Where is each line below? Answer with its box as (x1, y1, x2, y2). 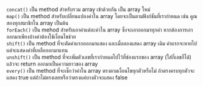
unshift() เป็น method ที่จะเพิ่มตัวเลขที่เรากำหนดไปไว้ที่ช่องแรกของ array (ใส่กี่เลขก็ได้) (6, 53, 192, 61)
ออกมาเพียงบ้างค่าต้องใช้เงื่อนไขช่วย (6, 33, 76, 40)
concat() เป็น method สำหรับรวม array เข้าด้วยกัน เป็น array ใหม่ (6, 6, 151, 13)
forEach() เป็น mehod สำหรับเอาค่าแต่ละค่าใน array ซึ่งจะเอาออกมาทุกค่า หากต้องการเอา (6, 26, 193, 33)
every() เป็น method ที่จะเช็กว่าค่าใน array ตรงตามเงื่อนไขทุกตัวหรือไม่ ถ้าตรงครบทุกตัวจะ (6, 67, 195, 74)
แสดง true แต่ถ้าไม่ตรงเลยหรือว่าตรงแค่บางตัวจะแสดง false (6, 74, 128, 81)
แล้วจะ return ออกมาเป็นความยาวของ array (6, 61, 98, 67)
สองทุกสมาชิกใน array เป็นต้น (6, 19, 69, 27)
